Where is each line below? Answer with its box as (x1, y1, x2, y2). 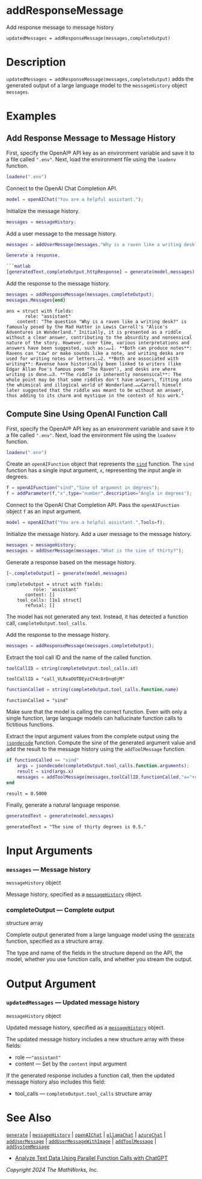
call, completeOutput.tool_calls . (6, 619, 87, 627)
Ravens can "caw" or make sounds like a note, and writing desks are (6, 350, 185, 356)
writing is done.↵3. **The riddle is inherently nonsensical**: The (6, 371, 182, 377)
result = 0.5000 (6, 790, 47, 797)
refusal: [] (25, 602, 55, 609)
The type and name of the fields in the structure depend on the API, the (6, 949, 183, 957)
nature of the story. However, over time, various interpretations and (6, 339, 189, 346)
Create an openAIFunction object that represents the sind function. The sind (6, 460, 194, 468)
